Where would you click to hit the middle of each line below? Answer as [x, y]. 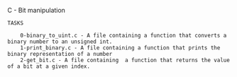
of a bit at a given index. [49, 66]
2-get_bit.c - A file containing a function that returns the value [125, 60]
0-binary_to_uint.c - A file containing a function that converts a [123, 35]
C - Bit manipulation [37, 10]
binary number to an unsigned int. [60, 42]
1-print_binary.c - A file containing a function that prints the [120, 48]
